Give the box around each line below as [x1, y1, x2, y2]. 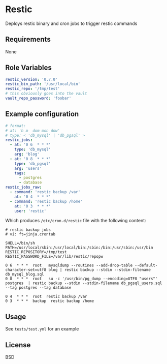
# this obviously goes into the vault [5, 91, 87, 96]
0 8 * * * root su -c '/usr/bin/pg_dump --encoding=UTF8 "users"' [5, 276, 158, 282]
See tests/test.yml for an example [5, 326, 79, 332]
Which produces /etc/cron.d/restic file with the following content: [5, 218, 146, 224]
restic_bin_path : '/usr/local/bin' [5, 81, 81, 87]
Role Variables [5, 64, 52, 72]
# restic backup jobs [5, 227, 51, 232]
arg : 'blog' [14, 151, 40, 157]
